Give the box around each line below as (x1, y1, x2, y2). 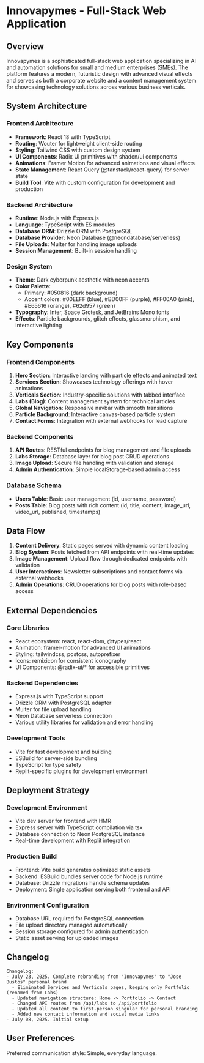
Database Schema (6, 481, 62, 490)
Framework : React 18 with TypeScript (15, 133, 111, 141)
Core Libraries (6, 624, 50, 632)
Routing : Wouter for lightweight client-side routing (15, 140, 142, 147)
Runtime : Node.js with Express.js (15, 214, 99, 222)
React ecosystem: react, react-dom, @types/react (15, 638, 142, 645)
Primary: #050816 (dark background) (24, 289, 118, 297)
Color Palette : (15, 283, 51, 290)
